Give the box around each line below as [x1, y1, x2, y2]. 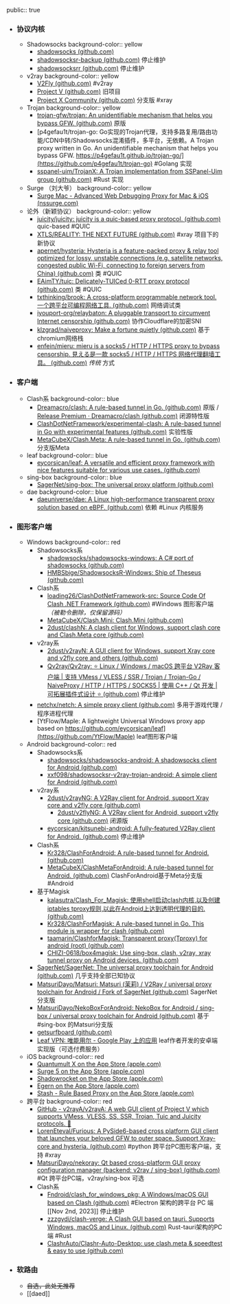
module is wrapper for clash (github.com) [47, 926, 165, 935]
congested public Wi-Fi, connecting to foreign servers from [36, 261, 205, 270]
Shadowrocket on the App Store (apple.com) [36, 1074, 163, 1082]
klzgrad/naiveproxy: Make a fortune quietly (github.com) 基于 [36, 325, 211, 334]
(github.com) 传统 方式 [50, 358, 115, 367]
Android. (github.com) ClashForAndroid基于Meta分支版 [47, 871, 203, 880]
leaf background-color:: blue [26, 451, 108, 459]
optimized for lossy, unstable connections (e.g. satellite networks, [36, 254, 223, 262]
